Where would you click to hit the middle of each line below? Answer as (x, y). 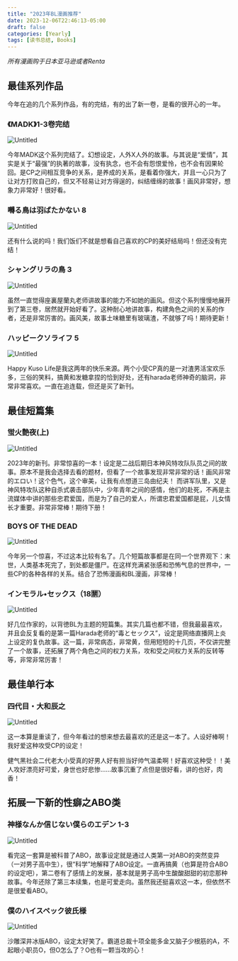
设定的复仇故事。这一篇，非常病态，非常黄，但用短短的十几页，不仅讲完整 (122, 642)
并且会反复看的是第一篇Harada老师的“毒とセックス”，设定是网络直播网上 (114, 633)
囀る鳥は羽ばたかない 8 (47, 210)
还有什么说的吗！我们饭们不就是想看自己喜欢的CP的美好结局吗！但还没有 (114, 241)
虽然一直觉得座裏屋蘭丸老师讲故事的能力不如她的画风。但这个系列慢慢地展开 (119, 300)
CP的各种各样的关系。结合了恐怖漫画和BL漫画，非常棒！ (96, 574)
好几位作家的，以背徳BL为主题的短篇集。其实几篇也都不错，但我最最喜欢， (117, 625)
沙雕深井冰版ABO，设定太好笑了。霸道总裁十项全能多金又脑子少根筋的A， (115, 941)
